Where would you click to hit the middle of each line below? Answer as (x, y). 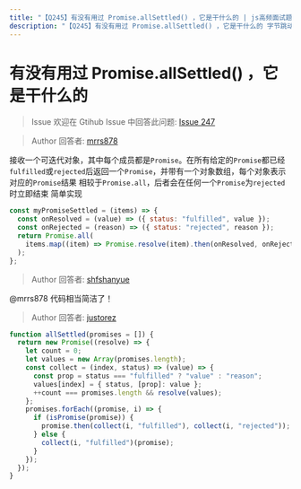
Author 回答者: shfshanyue (80, 279)
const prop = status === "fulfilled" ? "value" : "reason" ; (147, 376)
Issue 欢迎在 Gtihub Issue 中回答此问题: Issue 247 (123, 122)
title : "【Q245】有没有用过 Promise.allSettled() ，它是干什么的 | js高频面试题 (151, 17)
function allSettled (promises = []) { (82, 334)
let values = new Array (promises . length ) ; (106, 360)
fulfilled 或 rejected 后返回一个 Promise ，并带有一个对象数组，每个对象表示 (148, 171)
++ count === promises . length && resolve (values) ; (127, 393)
